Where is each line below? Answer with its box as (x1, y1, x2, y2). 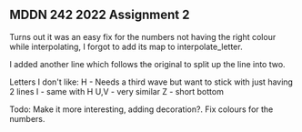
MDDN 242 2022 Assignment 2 (9, 7, 190, 23)
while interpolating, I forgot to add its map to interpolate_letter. (9, 41, 243, 52)
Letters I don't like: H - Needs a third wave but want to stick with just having (9, 76, 294, 87)
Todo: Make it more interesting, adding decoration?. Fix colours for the (9, 104, 274, 115)
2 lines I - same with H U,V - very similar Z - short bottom (9, 86, 225, 96)
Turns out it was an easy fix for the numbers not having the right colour (9, 31, 277, 42)
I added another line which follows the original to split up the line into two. (9, 58, 286, 69)
